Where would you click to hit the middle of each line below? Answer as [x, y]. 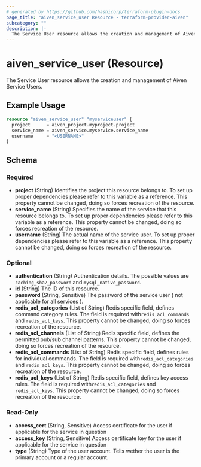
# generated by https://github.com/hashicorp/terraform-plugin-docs [93, 12]
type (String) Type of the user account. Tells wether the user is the [97, 451]
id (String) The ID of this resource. [57, 289]
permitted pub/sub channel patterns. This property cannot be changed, [103, 339]
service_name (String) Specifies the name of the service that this [96, 209]
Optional [19, 263]
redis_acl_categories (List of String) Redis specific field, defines [95, 308]
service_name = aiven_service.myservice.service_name [80, 130]
